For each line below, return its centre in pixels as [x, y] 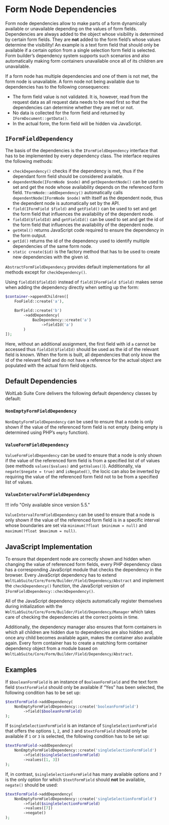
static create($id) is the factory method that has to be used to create [86, 251]
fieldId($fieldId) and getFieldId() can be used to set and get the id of [88, 219]
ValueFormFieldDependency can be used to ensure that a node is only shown [83, 455]
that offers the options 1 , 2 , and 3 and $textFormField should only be [76, 731]
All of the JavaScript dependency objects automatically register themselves [84, 601]
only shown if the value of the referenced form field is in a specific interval [82, 520]
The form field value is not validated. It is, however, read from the [80, 97]
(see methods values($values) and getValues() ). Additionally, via [73, 466]
